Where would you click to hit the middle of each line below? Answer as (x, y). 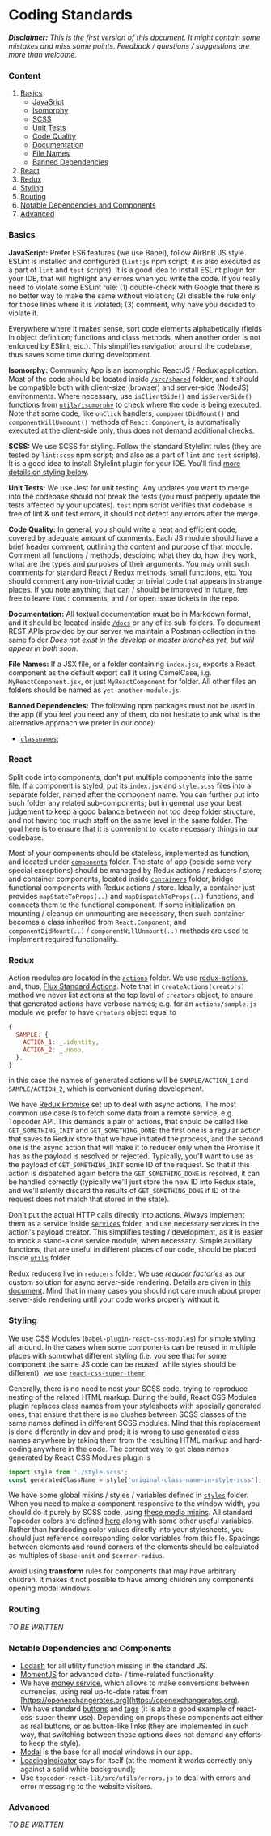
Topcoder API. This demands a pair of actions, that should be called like (128, 1122)
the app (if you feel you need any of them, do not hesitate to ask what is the (134, 714)
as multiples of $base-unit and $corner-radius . (87, 1556)
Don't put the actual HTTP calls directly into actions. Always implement (127, 1215)
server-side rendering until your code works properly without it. (114, 1299)
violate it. (23, 313)
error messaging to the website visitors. (86, 1787)
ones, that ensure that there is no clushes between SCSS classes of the (127, 1414)
